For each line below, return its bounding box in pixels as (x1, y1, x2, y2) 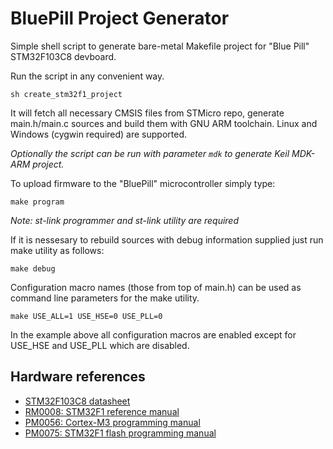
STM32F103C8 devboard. (10, 50, 117, 62)
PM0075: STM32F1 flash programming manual (24, 427, 217, 439)
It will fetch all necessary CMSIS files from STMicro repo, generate (10, 107, 285, 119)
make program (10, 197, 65, 207)
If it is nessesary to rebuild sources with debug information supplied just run (10, 233, 324, 246)
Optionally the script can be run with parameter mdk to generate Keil (10, 147, 290, 159)
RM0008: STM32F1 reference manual (24, 405, 180, 417)
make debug (10, 263, 56, 274)
